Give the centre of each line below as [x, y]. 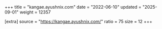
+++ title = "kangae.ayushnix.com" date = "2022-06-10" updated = [73, 7]
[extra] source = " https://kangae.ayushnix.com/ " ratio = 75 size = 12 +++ [79, 22]
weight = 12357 [35, 12]
